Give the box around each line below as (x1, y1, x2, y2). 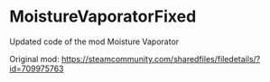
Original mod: (9, 53, 61, 64)
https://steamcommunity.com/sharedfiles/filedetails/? (61, 53, 261, 64)
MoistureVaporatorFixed (9, 6, 197, 27)
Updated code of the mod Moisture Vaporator (9, 36, 180, 47)
